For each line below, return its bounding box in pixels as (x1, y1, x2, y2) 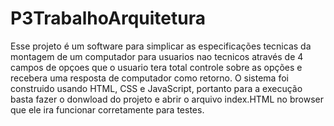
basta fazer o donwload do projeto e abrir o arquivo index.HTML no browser (10, 93, 324, 105)
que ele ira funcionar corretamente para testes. (10, 103, 205, 116)
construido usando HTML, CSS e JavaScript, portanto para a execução (10, 82, 303, 94)
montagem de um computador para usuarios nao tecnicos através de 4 (10, 50, 304, 62)
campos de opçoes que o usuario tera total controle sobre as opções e (10, 61, 303, 73)
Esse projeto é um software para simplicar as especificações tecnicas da (10, 40, 312, 52)
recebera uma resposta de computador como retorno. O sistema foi (10, 72, 289, 84)
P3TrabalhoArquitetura (10, 7, 206, 30)
